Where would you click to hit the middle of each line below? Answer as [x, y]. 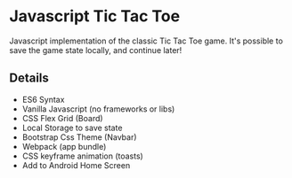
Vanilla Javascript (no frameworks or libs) [98, 109]
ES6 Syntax [43, 99]
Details [29, 78]
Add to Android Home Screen [76, 165]
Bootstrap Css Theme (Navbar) [79, 137]
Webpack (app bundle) [64, 146]
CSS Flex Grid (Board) [63, 118]
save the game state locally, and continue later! [96, 50]
